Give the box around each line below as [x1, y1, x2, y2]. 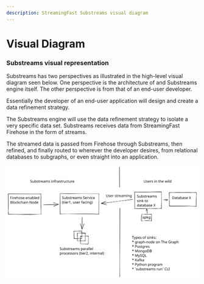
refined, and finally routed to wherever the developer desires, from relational [6, 147, 198, 154]
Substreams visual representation [6, 59, 110, 67]
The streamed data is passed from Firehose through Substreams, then [6, 140, 183, 147]
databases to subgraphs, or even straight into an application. [6, 153, 159, 161]
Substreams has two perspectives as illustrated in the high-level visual [6, 73, 183, 80]
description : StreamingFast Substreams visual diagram [6, 10, 149, 16]
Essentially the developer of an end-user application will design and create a [6, 98, 199, 105]
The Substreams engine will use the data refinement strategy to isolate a [6, 116, 189, 123]
